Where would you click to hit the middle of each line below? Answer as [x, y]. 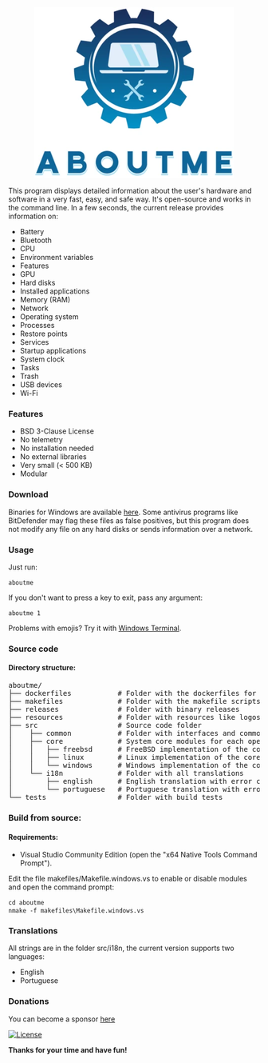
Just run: [23, 567]
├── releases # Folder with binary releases [124, 709]
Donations [29, 1001]
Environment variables [57, 257]
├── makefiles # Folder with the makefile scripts [134, 701]
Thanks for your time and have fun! [68, 1049]
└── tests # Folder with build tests [116, 797]
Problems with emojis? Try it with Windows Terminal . [95, 628]
